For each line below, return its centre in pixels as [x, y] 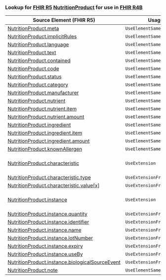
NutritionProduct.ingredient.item [45, 133]
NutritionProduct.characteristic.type [49, 178]
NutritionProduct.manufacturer [43, 93]
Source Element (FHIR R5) [64, 20]
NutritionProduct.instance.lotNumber [50, 238]
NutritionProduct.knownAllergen [45, 149]
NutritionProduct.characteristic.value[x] [54, 186]
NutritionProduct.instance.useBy [45, 254]
